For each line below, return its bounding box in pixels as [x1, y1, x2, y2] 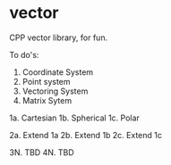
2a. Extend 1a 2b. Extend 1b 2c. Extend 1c [9, 129, 163, 140]
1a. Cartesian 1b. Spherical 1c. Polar [9, 112, 141, 123]
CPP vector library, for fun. [9, 32, 108, 43]
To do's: [9, 49, 39, 60]
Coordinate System [21, 66, 94, 78]
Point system [21, 76, 71, 87]
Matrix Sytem [21, 95, 73, 105]
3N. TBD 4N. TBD [9, 146, 74, 158]
